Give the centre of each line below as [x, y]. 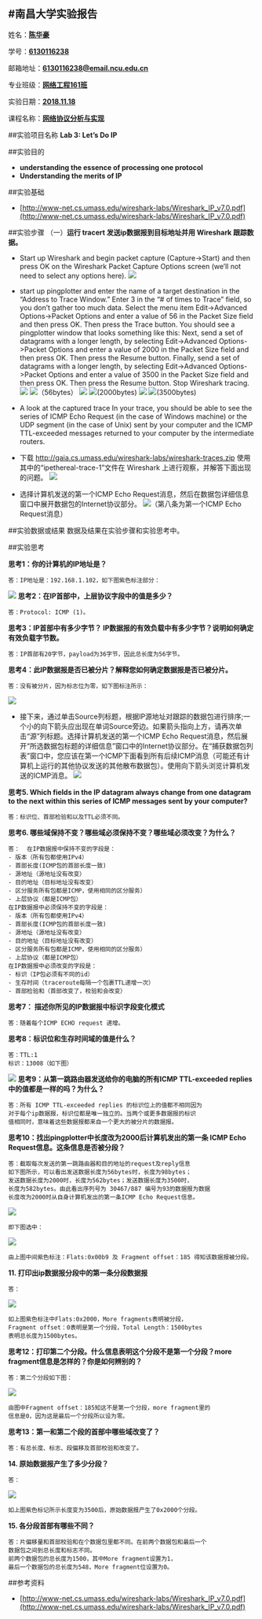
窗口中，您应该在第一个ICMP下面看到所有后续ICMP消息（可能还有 [136, 756]
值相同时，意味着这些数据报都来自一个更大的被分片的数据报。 [93, 1122]
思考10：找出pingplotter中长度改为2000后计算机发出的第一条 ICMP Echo [127, 1137]
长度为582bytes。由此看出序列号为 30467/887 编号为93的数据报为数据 [109, 1188]
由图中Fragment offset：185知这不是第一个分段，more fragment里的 [109, 1407]
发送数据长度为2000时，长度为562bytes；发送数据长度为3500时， [101, 1180]
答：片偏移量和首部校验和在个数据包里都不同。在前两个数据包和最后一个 [107, 1542]
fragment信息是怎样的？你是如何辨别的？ [75, 1361]
